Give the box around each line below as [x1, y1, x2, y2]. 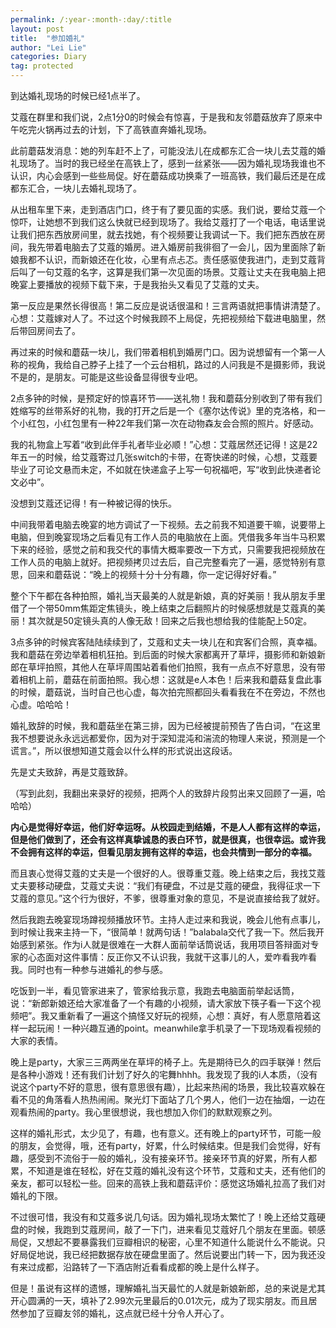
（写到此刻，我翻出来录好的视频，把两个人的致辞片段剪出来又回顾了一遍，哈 [10, 787, 326, 799]
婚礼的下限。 [10, 1190, 63, 1201]
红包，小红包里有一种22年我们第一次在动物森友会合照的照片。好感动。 [27, 417, 320, 429]
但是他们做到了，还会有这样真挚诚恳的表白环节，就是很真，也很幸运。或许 [10, 834, 317, 845]
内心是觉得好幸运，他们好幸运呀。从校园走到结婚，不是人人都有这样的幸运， [10, 821, 326, 833]
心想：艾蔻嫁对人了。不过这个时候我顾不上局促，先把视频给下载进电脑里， [10, 312, 317, 324]
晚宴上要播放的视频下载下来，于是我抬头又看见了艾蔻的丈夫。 [10, 279, 265, 290]
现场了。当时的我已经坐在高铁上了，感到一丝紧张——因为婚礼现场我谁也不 [18, 157, 326, 169]
